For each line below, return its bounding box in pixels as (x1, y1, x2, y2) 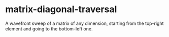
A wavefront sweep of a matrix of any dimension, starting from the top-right (5, 20, 164, 26)
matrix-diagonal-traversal (5, 4, 117, 15)
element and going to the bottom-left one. (5, 25, 93, 31)
